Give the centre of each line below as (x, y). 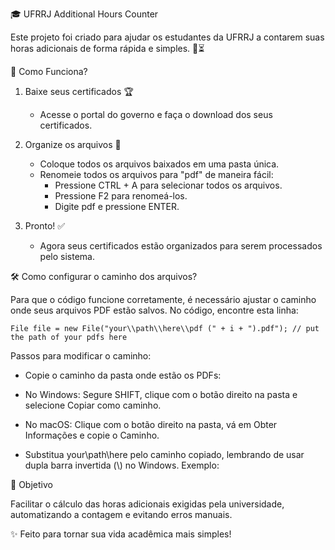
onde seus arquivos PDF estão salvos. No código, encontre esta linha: (154, 310)
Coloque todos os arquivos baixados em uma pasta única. (159, 164)
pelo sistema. (67, 256)
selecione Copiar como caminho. (93, 405)
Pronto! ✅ (45, 226)
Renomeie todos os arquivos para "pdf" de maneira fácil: (156, 174)
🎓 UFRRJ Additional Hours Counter (84, 14)
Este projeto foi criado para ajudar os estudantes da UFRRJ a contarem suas (167, 37)
